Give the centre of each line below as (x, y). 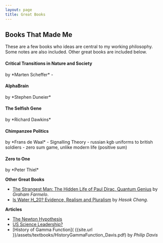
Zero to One (18, 159)
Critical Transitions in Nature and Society (49, 63)
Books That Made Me (39, 35)
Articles (14, 210)
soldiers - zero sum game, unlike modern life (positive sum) (66, 147)
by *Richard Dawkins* (28, 119)
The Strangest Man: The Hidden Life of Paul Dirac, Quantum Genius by (85, 189)
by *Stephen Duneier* (28, 97)
